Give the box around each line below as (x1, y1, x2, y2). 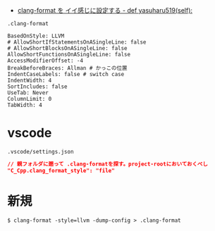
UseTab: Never (7, 89, 49, 96)
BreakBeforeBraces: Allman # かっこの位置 (7, 65, 128, 72)
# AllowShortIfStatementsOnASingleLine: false (7, 39, 147, 46)
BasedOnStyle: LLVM (7, 32, 65, 39)
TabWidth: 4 (7, 101, 42, 108)
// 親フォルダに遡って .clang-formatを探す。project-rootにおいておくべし (7, 161, 208, 168)
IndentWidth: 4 (7, 77, 52, 84)
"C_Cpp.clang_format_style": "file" (7, 167, 115, 174)
